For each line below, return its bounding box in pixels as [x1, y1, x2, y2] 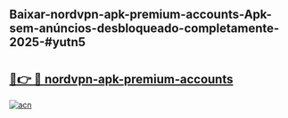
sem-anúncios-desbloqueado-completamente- [9, 21, 280, 36]
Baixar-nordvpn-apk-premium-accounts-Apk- [9, 7, 272, 22]
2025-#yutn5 [9, 35, 86, 50]
